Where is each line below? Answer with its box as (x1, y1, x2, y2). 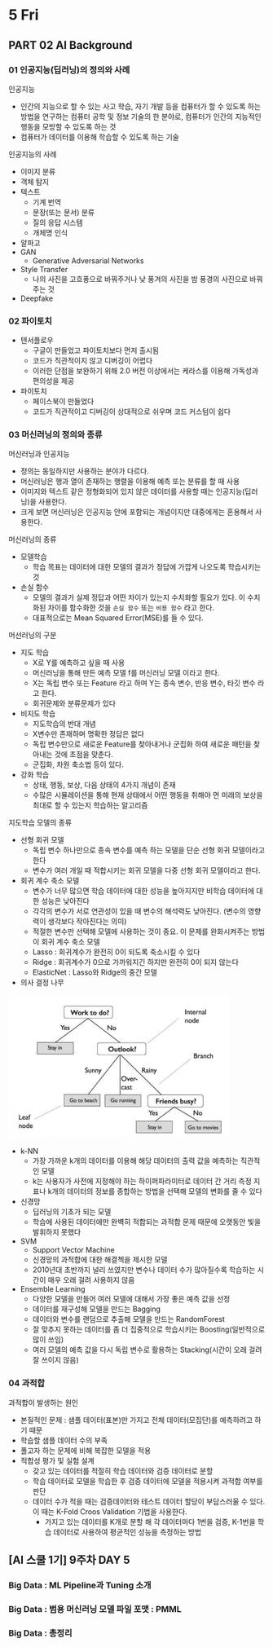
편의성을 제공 (32, 377, 75, 386)
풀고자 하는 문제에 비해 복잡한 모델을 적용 (20, 1445, 152, 1455)
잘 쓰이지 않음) (32, 1355, 79, 1365)
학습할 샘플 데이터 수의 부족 (20, 1435, 108, 1445)
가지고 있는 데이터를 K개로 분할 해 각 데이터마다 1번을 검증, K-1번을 (44, 1517, 256, 1526)
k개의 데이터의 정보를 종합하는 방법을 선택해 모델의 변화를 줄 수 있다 (47, 1187, 262, 1196)
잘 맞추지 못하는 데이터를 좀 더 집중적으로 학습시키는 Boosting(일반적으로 (32, 1324, 266, 1334)
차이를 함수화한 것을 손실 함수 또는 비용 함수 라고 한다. (47, 603, 214, 613)
